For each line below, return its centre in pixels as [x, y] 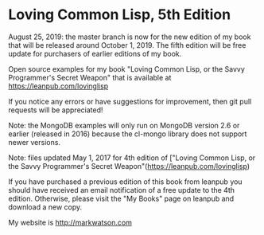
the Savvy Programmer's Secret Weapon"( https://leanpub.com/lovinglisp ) [129, 166]
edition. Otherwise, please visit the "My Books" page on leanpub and [121, 198]
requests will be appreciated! [56, 110]
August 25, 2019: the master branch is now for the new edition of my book [130, 37]
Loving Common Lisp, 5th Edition [120, 15]
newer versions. [35, 142]
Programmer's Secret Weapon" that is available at [90, 77]
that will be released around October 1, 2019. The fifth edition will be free [127, 45]
